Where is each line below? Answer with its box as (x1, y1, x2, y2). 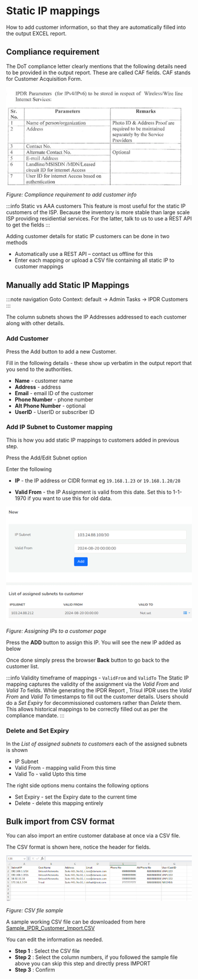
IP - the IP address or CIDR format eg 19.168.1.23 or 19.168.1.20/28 (14, 477, 181, 484)
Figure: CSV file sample (6, 907, 64, 914)
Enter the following (6, 465, 52, 472)
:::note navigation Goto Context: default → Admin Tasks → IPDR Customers (6, 296, 189, 303)
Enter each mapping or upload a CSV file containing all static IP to (14, 257, 175, 264)
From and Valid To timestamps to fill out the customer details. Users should (6, 693, 189, 700)
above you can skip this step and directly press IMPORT (14, 960, 151, 967)
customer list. (6, 663, 39, 670)
